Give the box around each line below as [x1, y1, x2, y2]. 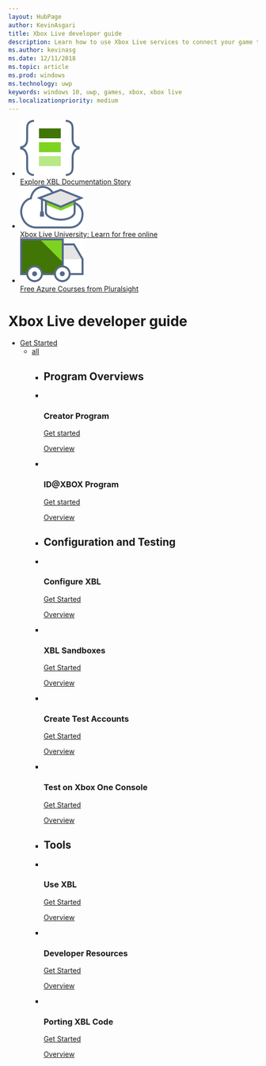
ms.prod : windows [8, 71, 66, 79]
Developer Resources [43, 948, 128, 959]
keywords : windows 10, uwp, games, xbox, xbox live [8, 88, 182, 96]
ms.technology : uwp [8, 79, 73, 87]
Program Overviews [43, 370, 144, 383]
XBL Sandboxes [43, 645, 106, 656]
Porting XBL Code [43, 1016, 113, 1027]
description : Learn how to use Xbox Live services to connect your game [8, 38, 253, 46]
